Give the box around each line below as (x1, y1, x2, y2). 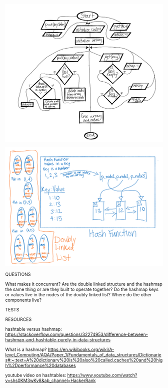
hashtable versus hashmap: (5, 326, 62, 332)
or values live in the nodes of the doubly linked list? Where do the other (5, 291, 152, 297)
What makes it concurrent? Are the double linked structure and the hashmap (5, 281, 162, 287)
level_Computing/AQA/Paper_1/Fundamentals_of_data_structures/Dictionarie (5, 351, 161, 357)
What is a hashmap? (5, 346, 47, 352)
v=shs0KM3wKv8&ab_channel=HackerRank (5, 377, 96, 383)
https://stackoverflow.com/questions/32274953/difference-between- (5, 331, 148, 337)
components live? (5, 297, 41, 303)
